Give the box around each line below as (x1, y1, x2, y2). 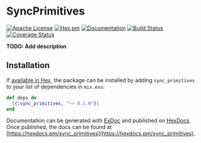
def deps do (6, 94, 37, 101)
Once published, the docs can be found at (6, 124, 112, 131)
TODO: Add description (6, 43, 67, 50)
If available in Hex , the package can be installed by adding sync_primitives (6, 76, 195, 83)
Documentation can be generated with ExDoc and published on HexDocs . (6, 117, 191, 124)
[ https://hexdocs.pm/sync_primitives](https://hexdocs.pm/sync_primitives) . (6, 130, 196, 138)
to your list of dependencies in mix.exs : (6, 83, 105, 90)
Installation (6, 60, 50, 71)
